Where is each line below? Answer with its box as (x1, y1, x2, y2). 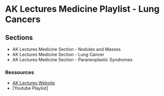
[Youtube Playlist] (12, 85, 48, 91)
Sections (5, 33, 33, 42)
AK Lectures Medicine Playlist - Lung (5, 3, 160, 15)
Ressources (5, 69, 34, 75)
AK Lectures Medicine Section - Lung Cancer (12, 51, 104, 57)
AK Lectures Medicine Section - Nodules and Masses (12, 47, 121, 52)
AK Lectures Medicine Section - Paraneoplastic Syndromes (12, 57, 133, 62)
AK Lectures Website (12, 80, 55, 86)
